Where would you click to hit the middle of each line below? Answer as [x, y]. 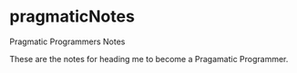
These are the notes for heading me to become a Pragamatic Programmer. [149, 59]
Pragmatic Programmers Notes [67, 41]
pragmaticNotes [72, 17]
